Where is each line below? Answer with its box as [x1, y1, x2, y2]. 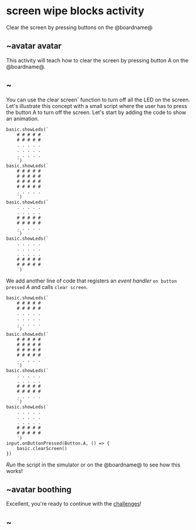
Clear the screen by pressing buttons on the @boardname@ [6, 24, 153, 31]
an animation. [6, 115, 40, 122]
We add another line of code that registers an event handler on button [6, 277, 177, 284]
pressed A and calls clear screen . [6, 283, 88, 290]
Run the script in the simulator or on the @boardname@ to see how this [6, 461, 181, 468]
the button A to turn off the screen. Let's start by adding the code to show [6, 109, 187, 116]
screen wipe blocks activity [6, 4, 144, 18]
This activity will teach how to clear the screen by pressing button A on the [6, 56, 188, 64]
